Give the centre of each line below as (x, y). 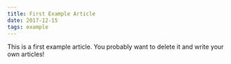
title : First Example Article (52, 14)
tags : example (28, 27)
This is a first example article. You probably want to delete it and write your (115, 47)
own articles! (26, 54)
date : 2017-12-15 (33, 20)
